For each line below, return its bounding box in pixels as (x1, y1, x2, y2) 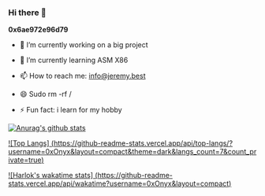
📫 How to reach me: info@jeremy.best (19, 71, 146, 81)
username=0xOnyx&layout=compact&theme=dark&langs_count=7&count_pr (8, 147, 257, 157)
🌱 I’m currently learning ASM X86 (19, 55, 129, 65)
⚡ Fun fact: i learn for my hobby (19, 105, 122, 115)
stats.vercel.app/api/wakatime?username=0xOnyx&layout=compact (8, 179, 230, 188)
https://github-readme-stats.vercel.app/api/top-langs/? (54, 139, 233, 148)
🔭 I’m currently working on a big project (19, 40, 148, 50)
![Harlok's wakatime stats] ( (8, 171, 98, 180)
